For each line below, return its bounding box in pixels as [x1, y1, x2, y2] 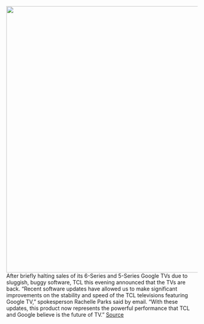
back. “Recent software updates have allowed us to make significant [6, 285, 177, 292]
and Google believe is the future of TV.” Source [6, 311, 124, 318]
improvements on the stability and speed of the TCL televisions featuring [6, 292, 188, 298]
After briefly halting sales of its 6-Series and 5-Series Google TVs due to [6, 272, 188, 280]
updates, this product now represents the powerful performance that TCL [6, 305, 190, 312]
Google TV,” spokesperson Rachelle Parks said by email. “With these [6, 298, 178, 305]
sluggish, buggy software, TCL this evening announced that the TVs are [6, 279, 186, 286]
